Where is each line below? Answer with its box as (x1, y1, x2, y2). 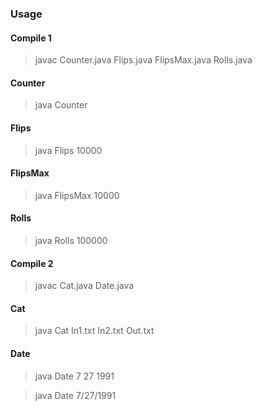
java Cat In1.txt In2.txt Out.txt (34, 325, 155, 337)
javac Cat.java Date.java (34, 280, 135, 292)
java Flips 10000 (34, 144, 103, 156)
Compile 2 (10, 257, 54, 269)
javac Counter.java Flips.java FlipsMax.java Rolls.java (34, 54, 253, 66)
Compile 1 (10, 32, 52, 44)
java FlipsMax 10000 (34, 189, 120, 201)
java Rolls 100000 (34, 234, 108, 246)
